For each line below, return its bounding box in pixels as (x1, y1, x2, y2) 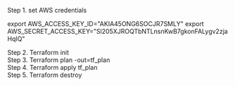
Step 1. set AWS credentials (7, 6, 87, 14)
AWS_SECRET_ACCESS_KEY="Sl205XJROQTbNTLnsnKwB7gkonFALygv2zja (7, 27, 229, 35)
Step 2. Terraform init (7, 49, 69, 56)
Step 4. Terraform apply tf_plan (7, 63, 98, 71)
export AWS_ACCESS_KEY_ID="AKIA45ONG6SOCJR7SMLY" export (7, 20, 204, 27)
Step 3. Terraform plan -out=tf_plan (7, 56, 110, 64)
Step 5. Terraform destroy (7, 70, 82, 79)
